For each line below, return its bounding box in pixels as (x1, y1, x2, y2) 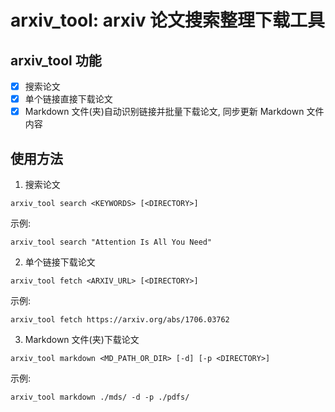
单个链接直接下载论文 (24, 93, 113, 105)
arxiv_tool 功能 (10, 52, 102, 69)
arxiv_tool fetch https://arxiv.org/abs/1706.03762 (10, 315, 230, 325)
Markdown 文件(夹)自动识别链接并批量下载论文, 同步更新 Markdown (24, 106, 305, 118)
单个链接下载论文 (24, 256, 96, 268)
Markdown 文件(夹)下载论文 (24, 334, 140, 345)
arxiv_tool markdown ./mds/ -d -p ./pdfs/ (10, 392, 190, 402)
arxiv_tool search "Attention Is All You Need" (10, 237, 213, 247)
